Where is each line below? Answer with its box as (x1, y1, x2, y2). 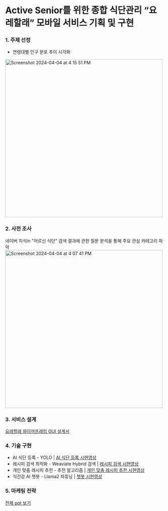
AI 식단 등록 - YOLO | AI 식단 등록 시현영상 (12, 454, 97, 460)
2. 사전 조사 (5, 225, 32, 233)
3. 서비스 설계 (5, 415, 37, 423)
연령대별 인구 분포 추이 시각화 (12, 49, 70, 55)
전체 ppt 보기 (5, 500, 31, 506)
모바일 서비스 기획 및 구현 (36, 17, 134, 29)
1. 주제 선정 (5, 36, 31, 43)
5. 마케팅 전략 (5, 487, 36, 494)
